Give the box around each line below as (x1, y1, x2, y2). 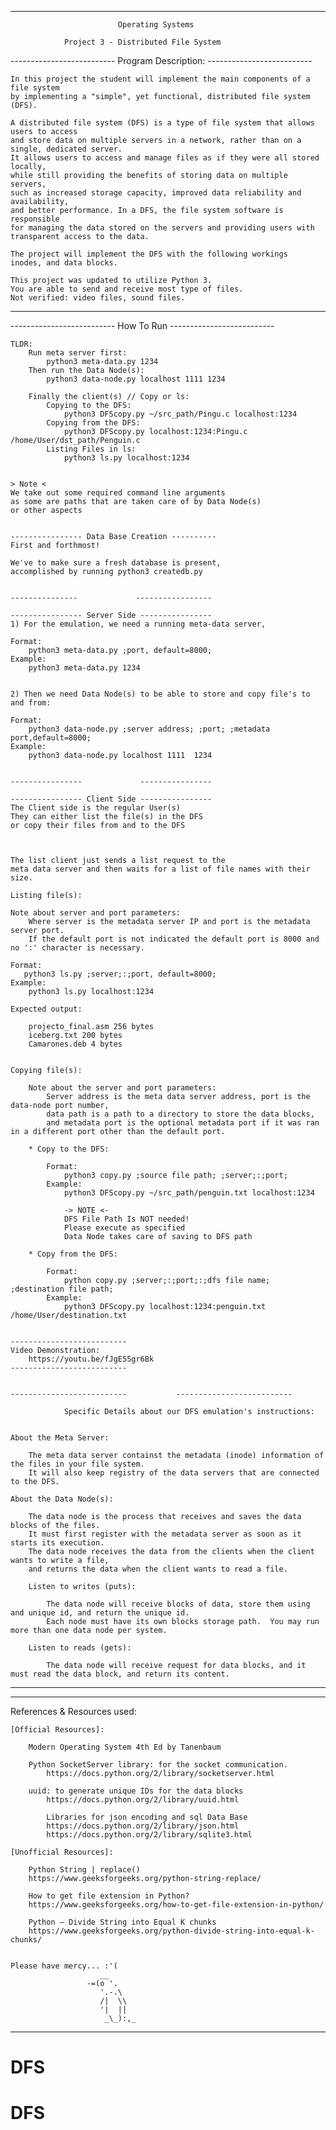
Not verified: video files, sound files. (10, 293, 186, 303)
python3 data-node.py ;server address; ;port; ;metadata (28, 724, 271, 734)
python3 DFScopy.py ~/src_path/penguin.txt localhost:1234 (63, 1188, 315, 1198)
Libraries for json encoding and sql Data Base (46, 1812, 248, 1822)
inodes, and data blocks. (10, 258, 118, 268)
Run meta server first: (28, 348, 128, 358)
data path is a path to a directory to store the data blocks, (46, 1109, 315, 1119)
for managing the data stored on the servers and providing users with (10, 223, 315, 233)
